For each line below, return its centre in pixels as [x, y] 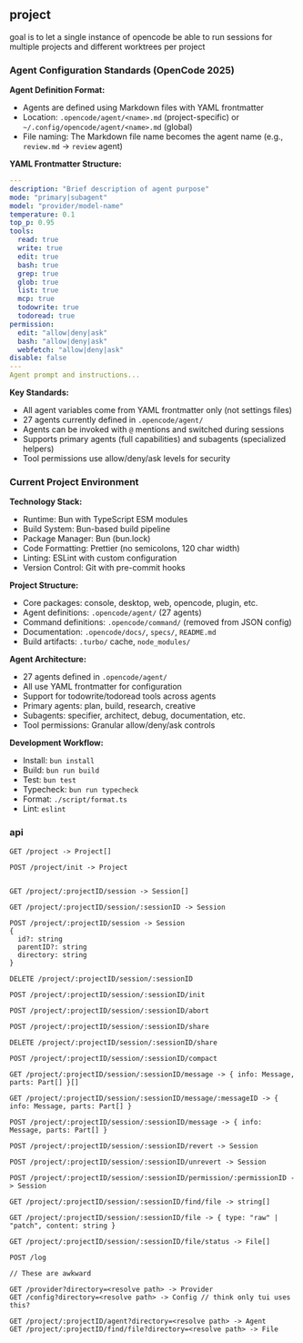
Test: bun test [50, 780]
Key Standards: [40, 393]
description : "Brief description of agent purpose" [109, 189]
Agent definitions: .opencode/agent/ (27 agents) [112, 612]
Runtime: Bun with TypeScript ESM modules [105, 520]
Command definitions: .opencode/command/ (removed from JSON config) [157, 622]
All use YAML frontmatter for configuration [102, 687]
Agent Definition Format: [57, 90]
